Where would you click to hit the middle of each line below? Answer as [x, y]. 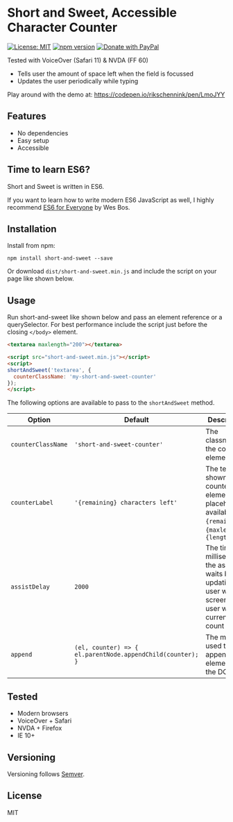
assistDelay [31, 587]
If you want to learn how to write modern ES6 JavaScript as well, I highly [111, 200]
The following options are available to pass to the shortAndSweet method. [111, 403]
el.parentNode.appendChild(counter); [136, 655]
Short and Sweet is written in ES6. [55, 186]
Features [27, 116]
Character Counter [62, 27]
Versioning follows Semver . [46, 774]
